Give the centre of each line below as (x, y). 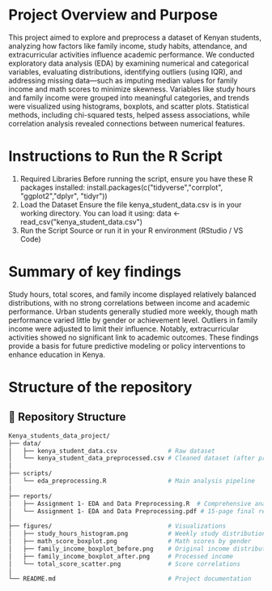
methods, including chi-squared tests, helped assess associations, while (129, 114)
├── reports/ (30, 496)
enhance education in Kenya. (57, 354)
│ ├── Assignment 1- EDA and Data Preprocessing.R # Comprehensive (130, 503)
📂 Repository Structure (67, 417)
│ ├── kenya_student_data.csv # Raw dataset (112, 451)
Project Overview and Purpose (113, 15)
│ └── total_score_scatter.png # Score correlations (125, 564)
